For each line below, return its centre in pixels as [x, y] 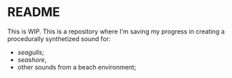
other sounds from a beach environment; [77, 67]
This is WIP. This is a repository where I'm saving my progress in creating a [116, 31]
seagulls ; [31, 52]
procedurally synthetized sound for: [59, 38]
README [34, 12]
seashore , [32, 59]
